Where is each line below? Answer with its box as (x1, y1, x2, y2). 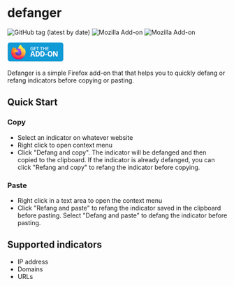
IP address (17, 257, 49, 266)
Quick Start (7, 96, 58, 108)
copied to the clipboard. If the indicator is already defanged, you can (17, 155, 215, 164)
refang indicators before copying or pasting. (7, 76, 135, 85)
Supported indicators (7, 239, 103, 251)
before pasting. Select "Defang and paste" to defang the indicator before (17, 211, 228, 220)
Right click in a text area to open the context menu (17, 196, 163, 204)
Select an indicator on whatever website (17, 133, 133, 141)
